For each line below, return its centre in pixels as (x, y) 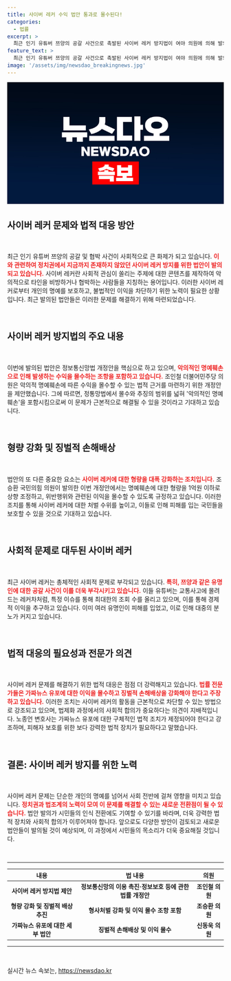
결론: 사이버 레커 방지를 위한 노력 (72, 764)
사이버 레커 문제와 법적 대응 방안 (71, 225)
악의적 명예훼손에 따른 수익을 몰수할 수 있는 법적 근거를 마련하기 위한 (111, 385)
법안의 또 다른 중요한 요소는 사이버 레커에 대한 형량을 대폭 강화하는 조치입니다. (111, 479)
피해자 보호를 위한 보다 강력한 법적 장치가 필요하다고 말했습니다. (112, 728)
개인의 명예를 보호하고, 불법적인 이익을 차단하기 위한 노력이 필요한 (119, 291)
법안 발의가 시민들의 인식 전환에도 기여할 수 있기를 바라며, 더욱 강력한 (120, 813)
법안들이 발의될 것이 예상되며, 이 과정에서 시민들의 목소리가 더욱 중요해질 (104, 830)
